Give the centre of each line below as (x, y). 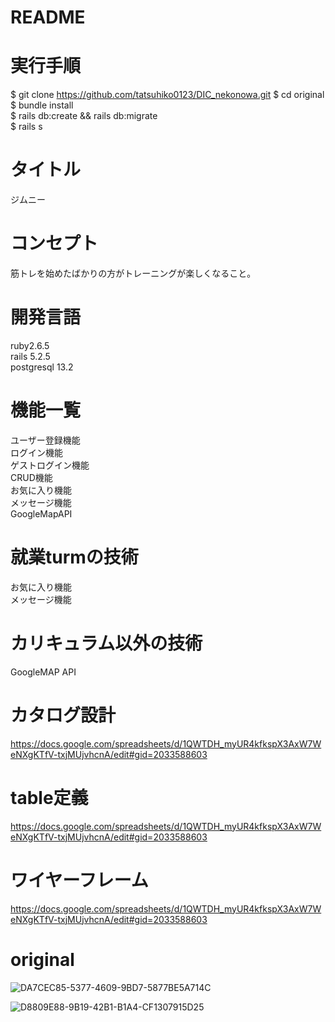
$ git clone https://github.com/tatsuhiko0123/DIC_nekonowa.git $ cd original (167, 95)
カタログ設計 (63, 715)
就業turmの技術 (74, 557)
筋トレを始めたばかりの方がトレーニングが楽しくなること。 (133, 273)
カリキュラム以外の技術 (106, 643)
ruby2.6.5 (30, 345)
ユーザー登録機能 (45, 440)
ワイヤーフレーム (79, 880)
